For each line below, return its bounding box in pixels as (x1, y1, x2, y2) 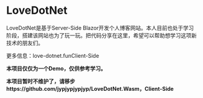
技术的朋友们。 (6, 39, 43, 46)
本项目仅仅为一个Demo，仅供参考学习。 (6, 64, 106, 72)
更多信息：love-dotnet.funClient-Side (6, 52, 100, 59)
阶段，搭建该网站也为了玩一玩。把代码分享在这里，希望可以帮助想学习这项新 (6, 31, 197, 39)
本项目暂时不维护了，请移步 (6, 78, 76, 85)
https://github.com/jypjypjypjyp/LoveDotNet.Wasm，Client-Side (6, 85, 174, 92)
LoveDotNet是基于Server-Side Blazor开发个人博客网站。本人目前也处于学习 (6, 24, 195, 31)
